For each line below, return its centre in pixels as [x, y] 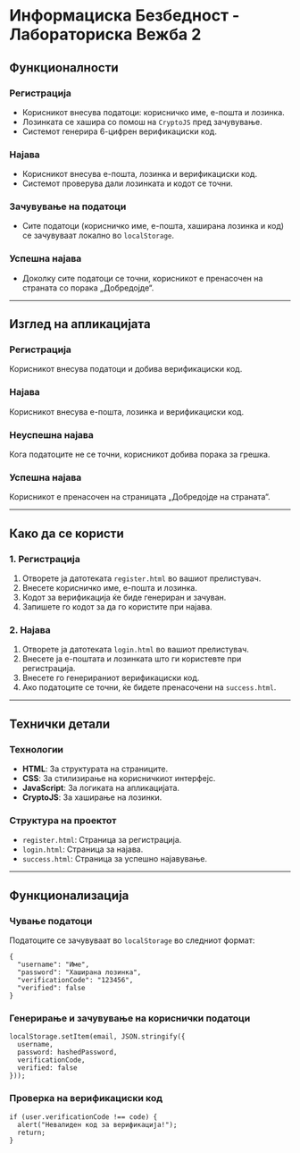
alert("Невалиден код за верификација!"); [97, 1124]
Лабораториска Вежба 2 [105, 34]
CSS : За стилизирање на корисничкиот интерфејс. [119, 778]
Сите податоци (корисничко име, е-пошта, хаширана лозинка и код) [153, 226]
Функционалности [64, 67]
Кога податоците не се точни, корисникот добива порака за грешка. [140, 454]
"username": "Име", [54, 964]
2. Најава [30, 629]
